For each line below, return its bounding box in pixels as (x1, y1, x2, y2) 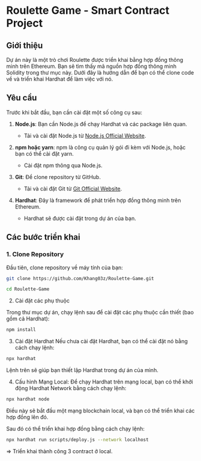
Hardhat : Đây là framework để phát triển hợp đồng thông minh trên (14, 197, 181, 204)
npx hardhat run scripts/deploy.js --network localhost (6, 436, 149, 442)
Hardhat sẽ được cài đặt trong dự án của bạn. (23, 215, 136, 222)
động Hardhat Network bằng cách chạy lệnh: (14, 385, 127, 391)
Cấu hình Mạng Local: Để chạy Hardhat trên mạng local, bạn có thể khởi (14, 378, 193, 385)
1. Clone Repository (6, 250, 64, 258)
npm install (6, 327, 36, 333)
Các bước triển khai (6, 232, 80, 242)
